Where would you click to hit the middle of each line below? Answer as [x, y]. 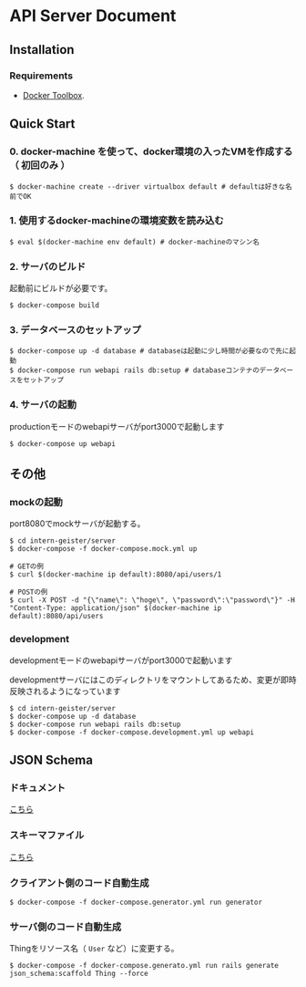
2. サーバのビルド [48, 266]
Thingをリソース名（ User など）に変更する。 [94, 949]
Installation [42, 50]
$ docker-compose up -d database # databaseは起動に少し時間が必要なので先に [149, 351]
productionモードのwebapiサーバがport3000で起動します [117, 426]
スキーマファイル [47, 836]
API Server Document [93, 16]
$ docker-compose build [55, 306]
